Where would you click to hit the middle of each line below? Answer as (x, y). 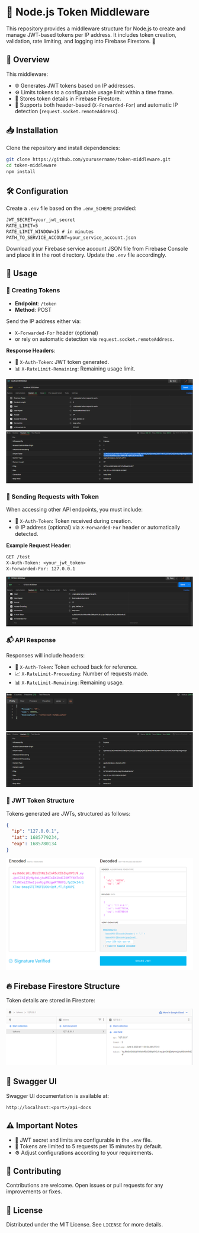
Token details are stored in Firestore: (51, 1001)
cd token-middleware (32, 165)
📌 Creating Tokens (33, 290)
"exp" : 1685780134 (34, 844)
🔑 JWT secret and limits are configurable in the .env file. (83, 1140)
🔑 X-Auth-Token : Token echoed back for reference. (76, 667)
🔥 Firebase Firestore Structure (63, 986)
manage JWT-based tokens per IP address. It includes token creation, (91, 34)
